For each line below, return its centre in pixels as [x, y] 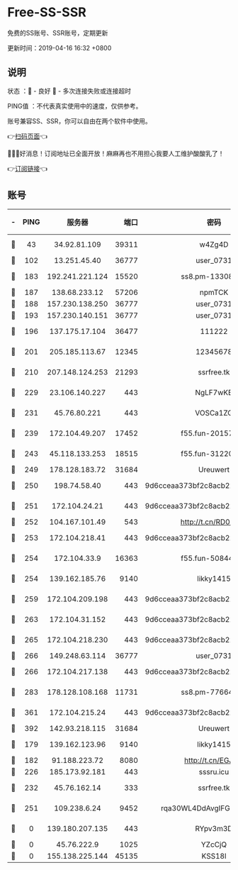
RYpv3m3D [214, 828]
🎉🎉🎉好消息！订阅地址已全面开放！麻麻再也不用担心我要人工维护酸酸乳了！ [116, 153]
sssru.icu [214, 771]
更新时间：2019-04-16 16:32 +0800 [59, 48]
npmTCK [214, 292]
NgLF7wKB [214, 392]
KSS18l [214, 856]
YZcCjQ [214, 844]
